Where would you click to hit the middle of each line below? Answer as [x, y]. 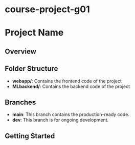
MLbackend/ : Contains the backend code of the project [71, 86]
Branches [20, 102]
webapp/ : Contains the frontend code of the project [67, 81]
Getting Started [30, 136]
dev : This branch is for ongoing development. [60, 120]
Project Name [34, 33]
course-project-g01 [47, 9]
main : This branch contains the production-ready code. [71, 114]
